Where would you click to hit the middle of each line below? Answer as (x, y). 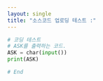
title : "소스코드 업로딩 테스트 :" (52, 20)
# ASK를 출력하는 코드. (37, 46)
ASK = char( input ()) (37, 53)
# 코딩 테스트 (24, 39)
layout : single (29, 14)
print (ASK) (23, 60)
